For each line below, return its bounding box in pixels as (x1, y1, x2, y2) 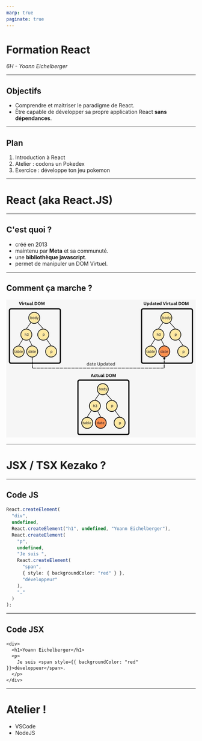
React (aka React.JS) (6, 194, 113, 207)
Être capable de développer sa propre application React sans (14, 109, 167, 116)
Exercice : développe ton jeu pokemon (14, 166, 110, 174)
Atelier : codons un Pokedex (14, 160, 85, 168)
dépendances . (14, 115, 52, 122)
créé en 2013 (14, 241, 48, 248)
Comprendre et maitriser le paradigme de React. (14, 102, 135, 109)
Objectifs (6, 86, 42, 96)
